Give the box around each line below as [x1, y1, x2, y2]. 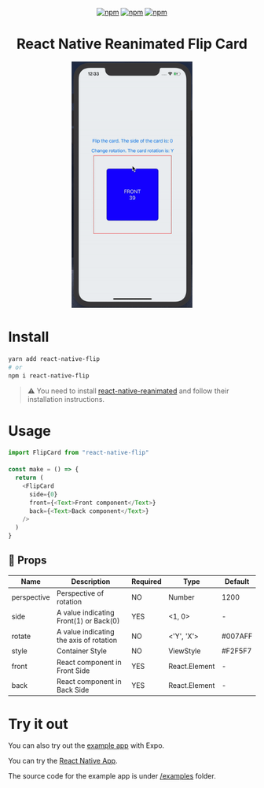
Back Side [56, 685, 90, 694]
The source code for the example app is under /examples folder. [8, 771, 216, 781]
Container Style [56, 646, 108, 656]
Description [71, 577, 111, 586]
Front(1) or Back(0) [56, 615, 120, 626]
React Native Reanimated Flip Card [16, 35, 247, 53]
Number [168, 593, 195, 602]
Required [130, 577, 163, 586]
